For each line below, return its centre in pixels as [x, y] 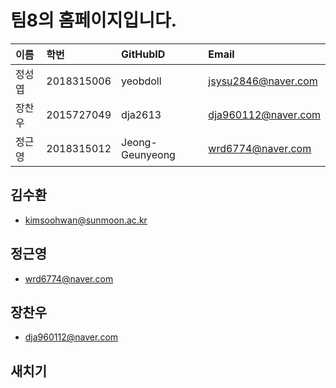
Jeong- [139, 142]
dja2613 [141, 114]
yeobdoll [141, 81]
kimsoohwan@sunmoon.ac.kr [86, 220]
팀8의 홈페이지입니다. [94, 20]
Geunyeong [148, 154]
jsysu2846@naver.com [263, 81]
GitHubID [143, 54]
